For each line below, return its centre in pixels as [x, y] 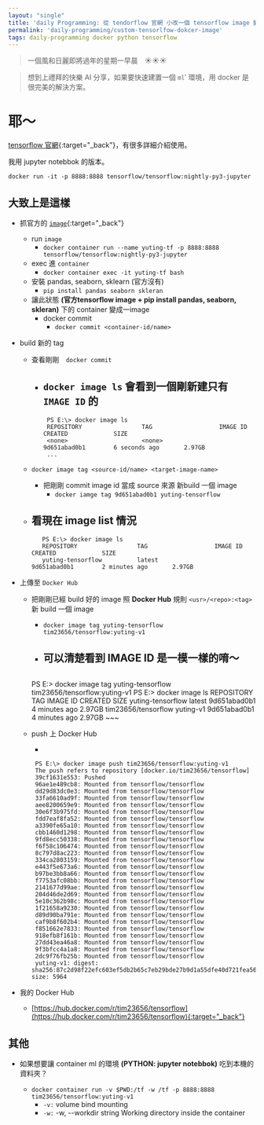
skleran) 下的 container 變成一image [90, 310]
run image [47, 239]
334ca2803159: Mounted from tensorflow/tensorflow [119, 860]
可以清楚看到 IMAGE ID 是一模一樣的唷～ [141, 658]
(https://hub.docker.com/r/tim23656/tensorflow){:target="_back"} [138, 1017]
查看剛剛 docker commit [71, 359]
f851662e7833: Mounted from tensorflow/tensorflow [119, 929]
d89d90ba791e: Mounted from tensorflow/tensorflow [119, 915]
